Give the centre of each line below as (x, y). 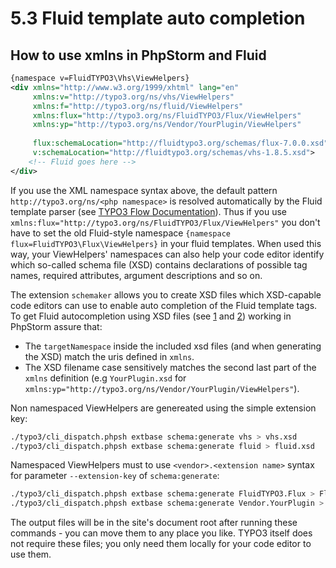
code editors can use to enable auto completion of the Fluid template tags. (164, 305)
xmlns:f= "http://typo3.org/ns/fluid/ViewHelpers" (138, 106)
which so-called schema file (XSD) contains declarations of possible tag (159, 264)
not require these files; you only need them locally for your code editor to (161, 544)
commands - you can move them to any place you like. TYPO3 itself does (161, 533)
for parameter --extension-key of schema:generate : (115, 476)
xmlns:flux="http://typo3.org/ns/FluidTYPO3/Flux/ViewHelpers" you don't (165, 222)
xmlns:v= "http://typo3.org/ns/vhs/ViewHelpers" (133, 97)
